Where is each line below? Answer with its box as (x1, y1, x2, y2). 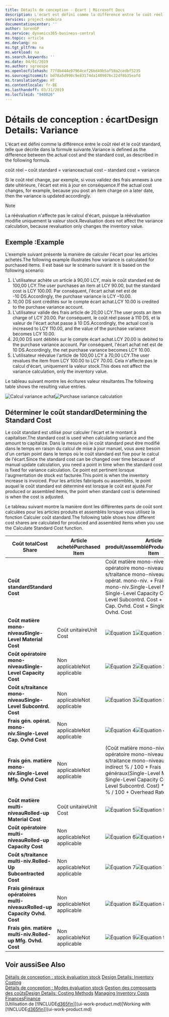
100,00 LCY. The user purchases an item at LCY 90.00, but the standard (12, 282, 160, 288)
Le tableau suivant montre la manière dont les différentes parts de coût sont (5, 503, 162, 509)
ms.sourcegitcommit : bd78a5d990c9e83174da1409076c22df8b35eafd (5, 73, 141, 78)
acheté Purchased (57, 543, 101, 550)
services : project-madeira (5, 17, 62, 22)
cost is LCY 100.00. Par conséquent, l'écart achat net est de (12, 288, 137, 294)
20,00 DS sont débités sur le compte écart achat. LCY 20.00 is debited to (12, 336, 163, 343)
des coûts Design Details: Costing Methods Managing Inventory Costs (5, 990, 149, 996)
